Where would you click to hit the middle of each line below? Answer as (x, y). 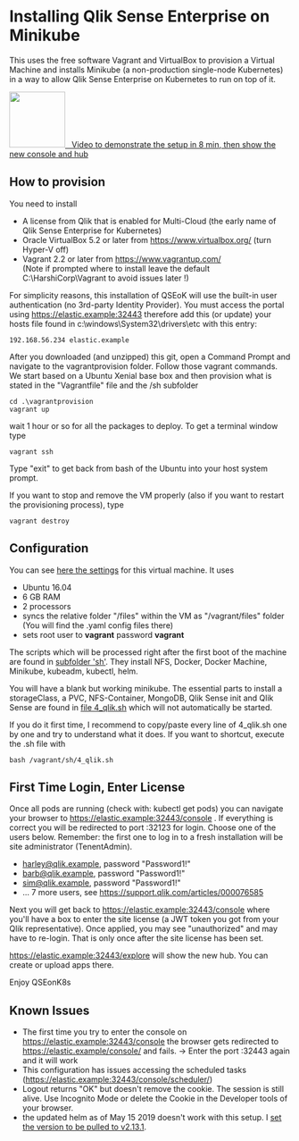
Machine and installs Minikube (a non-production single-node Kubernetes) (146, 70)
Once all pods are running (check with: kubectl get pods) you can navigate (146, 809)
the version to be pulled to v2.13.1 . (84, 1127)
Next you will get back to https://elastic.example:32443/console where (140, 910)
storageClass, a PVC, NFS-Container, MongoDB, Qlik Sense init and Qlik (141, 698)
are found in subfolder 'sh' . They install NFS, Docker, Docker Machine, (138, 661)
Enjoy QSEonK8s (40, 982)
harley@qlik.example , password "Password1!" (106, 864)
